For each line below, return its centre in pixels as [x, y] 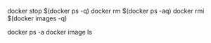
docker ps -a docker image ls [50, 32]
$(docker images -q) [37, 18]
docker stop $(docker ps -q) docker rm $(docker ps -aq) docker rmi [106, 11]
